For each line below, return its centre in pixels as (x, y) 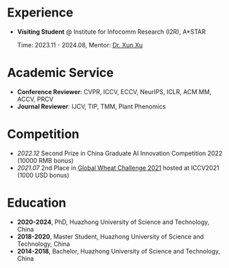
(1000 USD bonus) (43, 175)
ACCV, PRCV (35, 99)
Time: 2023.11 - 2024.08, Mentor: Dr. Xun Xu (80, 45)
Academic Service (61, 73)
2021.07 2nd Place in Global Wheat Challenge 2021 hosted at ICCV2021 (118, 168)
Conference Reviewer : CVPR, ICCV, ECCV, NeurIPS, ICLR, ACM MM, (114, 91)
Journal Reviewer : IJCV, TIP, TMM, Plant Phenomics (92, 106)
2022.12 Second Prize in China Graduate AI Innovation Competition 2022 (120, 153)
